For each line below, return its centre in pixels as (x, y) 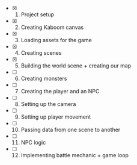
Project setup (38, 14)
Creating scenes (41, 53)
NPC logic (33, 142)
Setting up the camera (48, 104)
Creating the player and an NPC (60, 91)
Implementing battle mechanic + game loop (75, 155)
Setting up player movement (56, 117)
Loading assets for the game (56, 40)
